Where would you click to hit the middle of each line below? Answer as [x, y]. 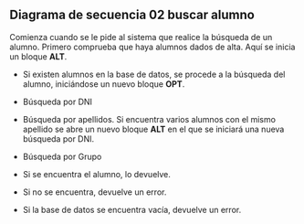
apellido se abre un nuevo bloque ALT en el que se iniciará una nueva [153, 129]
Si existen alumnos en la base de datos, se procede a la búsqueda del [154, 74]
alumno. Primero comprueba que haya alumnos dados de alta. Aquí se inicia [152, 47]
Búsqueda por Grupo [62, 156]
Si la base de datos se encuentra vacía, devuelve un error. [132, 209]
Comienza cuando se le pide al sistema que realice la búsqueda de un [141, 37]
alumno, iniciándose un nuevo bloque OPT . [104, 84]
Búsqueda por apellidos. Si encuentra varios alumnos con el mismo [149, 119]
